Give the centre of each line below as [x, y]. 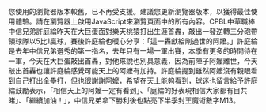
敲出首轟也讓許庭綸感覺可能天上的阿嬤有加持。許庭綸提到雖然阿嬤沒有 [123, 71]
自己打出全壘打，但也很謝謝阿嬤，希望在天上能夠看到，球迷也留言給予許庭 [136, 80]
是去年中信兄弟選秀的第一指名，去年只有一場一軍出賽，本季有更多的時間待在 [133, 51]
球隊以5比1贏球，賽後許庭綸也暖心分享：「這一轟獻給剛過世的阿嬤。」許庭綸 [136, 41]
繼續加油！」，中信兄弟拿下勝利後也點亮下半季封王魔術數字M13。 [134, 100]
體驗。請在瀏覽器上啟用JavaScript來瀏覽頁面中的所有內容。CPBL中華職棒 [135, 21]
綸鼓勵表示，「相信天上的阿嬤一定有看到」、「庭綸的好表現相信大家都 [118, 90]
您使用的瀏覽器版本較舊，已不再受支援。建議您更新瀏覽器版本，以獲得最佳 [129, 11]
